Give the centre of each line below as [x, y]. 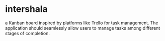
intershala [27, 9]
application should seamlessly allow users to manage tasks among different [83, 28]
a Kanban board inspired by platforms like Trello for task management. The [82, 23]
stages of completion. [27, 33]
